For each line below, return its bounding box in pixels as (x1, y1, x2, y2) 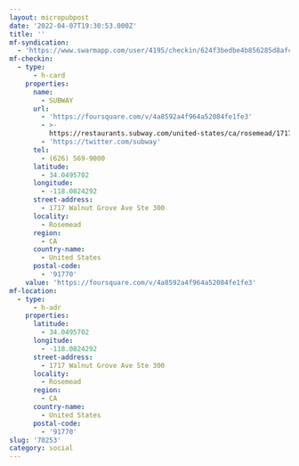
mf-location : (9, 286, 58, 295)
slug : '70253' (9, 436, 62, 445)
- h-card (32, 71, 66, 80)
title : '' (9, 29, 46, 38)
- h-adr (32, 303, 62, 312)
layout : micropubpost (9, 12, 90, 22)
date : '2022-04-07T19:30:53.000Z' (9, 21, 138, 30)
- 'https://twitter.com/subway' (41, 137, 162, 146)
